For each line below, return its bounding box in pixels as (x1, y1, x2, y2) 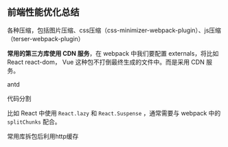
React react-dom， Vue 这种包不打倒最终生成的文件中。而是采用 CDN (7, 58, 205, 66)
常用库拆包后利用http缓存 (7, 132, 79, 140)
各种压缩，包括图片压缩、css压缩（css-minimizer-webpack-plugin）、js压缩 (7, 26, 222, 34)
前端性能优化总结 (7, 6, 80, 19)
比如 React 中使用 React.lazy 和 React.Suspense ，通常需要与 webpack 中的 (7, 109, 221, 117)
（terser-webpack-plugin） (7, 34, 84, 43)
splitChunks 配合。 (7, 117, 61, 126)
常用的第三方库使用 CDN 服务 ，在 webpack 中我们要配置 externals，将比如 (7, 49, 219, 57)
